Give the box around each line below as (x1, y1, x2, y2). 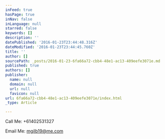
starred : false (5, 26, 37, 31)
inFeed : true (5, 7, 33, 12)
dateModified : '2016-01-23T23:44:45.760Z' (5, 44, 95, 49)
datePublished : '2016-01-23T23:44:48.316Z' (5, 40, 98, 45)
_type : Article (5, 100, 37, 105)
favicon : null (10, 91, 39, 96)
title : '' (5, 49, 26, 54)
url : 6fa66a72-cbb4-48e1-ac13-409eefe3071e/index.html (5, 95, 122, 100)
